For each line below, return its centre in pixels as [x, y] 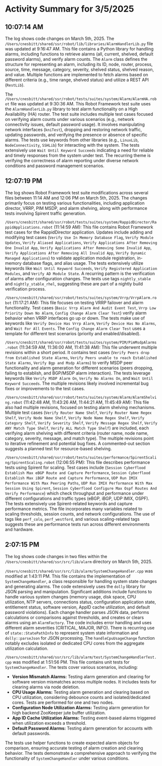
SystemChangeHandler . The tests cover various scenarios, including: [72, 667]
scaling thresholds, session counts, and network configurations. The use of [80, 514]
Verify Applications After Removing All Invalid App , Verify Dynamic [76, 253]
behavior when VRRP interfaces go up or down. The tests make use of [75, 318]
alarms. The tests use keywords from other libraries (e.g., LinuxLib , [72, 140]
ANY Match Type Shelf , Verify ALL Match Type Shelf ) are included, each [77, 428]
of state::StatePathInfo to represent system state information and [72, 633]
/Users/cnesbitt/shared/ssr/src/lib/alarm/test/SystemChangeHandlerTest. [81, 657]
